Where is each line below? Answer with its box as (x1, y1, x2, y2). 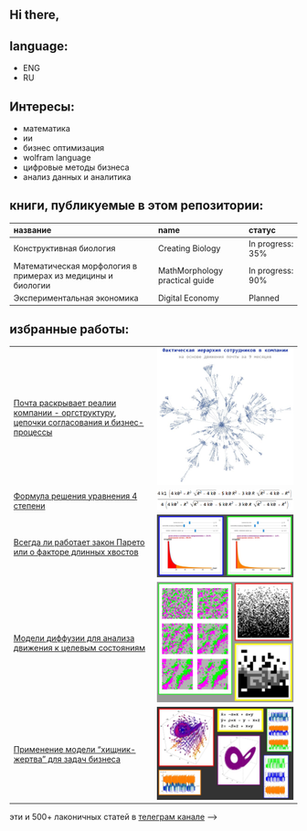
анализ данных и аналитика (22, 172, 132, 183)
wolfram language (22, 153, 91, 163)
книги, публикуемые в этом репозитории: (9, 198, 264, 214)
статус (248, 225, 276, 236)
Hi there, (9, 7, 60, 23)
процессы (13, 426, 53, 437)
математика (22, 123, 70, 134)
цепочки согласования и (13, 416, 110, 427)
